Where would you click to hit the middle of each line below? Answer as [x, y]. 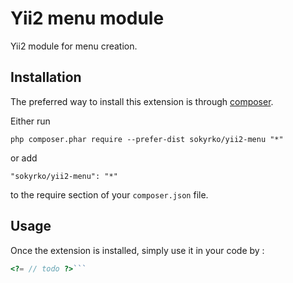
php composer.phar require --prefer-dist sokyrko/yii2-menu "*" [147, 139]
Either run [30, 121]
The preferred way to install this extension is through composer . [142, 101]
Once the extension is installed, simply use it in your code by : [137, 250]
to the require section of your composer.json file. [109, 194]
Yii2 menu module [87, 18]
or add [24, 158]
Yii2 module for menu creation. [74, 46]
